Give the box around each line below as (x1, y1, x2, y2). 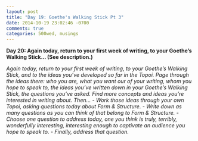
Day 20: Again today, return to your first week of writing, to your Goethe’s (6, 47, 192, 54)
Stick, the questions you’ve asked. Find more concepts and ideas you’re (6, 90, 184, 98)
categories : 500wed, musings (6, 31, 79, 37)
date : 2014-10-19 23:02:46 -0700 (6, 20, 89, 26)
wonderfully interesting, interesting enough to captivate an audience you (6, 122, 185, 129)
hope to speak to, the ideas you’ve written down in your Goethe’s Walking (6, 84, 188, 91)
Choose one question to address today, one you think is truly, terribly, (6, 115, 178, 123)
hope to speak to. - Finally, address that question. (6, 129, 129, 136)
